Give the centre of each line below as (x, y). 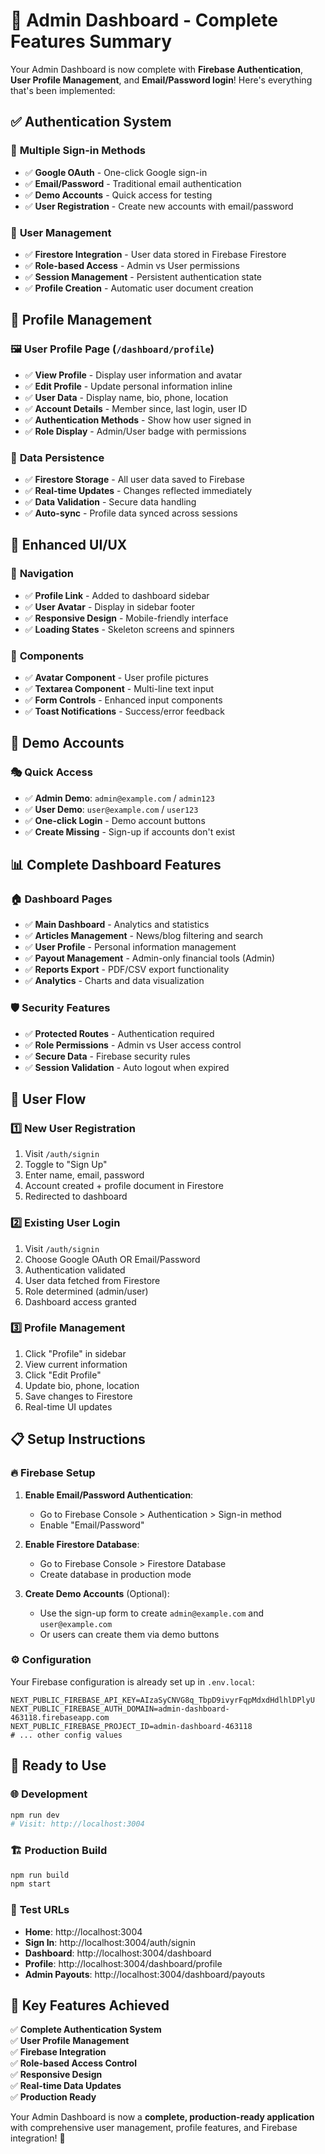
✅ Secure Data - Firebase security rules (107, 1056)
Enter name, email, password (84, 1175)
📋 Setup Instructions (78, 1439)
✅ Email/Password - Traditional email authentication (133, 183)
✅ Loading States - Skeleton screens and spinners (129, 629)
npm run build (40, 1875)
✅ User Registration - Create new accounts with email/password (159, 206)
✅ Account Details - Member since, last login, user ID (136, 408)
